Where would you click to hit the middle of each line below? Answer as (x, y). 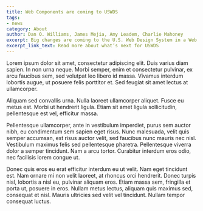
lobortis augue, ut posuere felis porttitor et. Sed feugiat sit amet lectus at (97, 82)
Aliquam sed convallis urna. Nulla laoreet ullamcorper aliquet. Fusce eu (95, 100)
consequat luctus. (29, 201)
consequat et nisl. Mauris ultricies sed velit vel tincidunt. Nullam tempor (96, 195)
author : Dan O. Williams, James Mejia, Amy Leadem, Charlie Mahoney (95, 35)
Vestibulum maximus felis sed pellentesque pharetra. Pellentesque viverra (99, 144)
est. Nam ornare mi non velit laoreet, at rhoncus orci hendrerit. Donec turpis (101, 175)
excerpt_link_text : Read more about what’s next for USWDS (83, 46)
